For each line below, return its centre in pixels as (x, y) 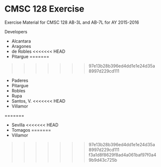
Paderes (20, 80)
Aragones (21, 46)
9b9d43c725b (103, 160)
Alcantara (21, 41)
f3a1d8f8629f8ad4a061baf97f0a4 (123, 155)
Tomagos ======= (31, 130)
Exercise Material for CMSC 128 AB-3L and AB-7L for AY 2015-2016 (72, 22)
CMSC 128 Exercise (44, 9)
